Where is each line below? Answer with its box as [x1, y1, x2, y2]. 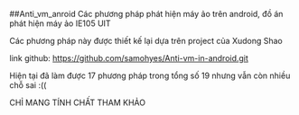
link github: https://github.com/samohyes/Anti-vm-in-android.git [9, 53, 248, 63]
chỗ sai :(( [9, 80, 47, 90]
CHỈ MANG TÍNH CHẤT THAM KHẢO [9, 97, 146, 108]
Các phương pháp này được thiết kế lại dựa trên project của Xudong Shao [9, 36, 283, 46]
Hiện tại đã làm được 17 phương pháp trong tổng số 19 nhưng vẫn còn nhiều [9, 70, 291, 81]
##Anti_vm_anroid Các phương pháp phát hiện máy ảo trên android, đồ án [9, 9, 284, 19]
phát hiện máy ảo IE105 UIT [9, 18, 111, 29]
